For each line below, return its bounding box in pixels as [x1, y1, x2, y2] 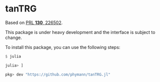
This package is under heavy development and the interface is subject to [5, 29, 155, 35]
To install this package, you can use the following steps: [5, 44, 120, 50]
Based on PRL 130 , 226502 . [5, 19, 63, 25]
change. [5, 34, 22, 40]
